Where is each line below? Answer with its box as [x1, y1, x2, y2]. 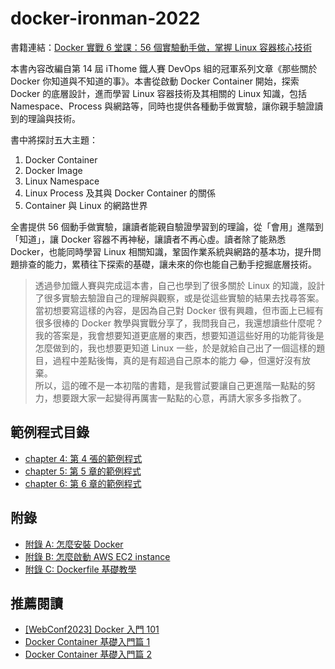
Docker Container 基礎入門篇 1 [24, 636, 151, 648]
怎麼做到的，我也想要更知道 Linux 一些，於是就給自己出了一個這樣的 [34, 342, 317, 354]
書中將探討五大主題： [10, 133, 98, 146]
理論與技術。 [27, 112, 81, 124]
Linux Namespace [24, 175, 100, 187]
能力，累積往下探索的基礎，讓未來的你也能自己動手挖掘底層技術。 [44, 258, 317, 270]
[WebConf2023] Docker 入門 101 [24, 623, 160, 636]
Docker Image [24, 164, 83, 176]
